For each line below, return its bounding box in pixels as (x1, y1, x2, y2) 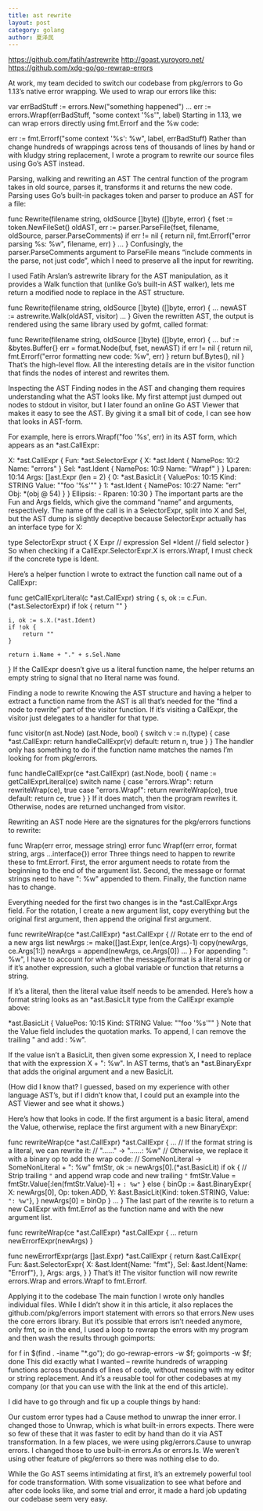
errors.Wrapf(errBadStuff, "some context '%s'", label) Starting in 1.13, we (8, 111, 243, 120)
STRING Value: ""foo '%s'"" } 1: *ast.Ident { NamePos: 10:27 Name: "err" (8, 480, 241, 491)
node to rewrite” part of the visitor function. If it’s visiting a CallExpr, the (8, 705, 239, 714)
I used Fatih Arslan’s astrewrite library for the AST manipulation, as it (8, 272, 229, 281)
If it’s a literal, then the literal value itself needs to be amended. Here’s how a (8, 987, 254, 996)
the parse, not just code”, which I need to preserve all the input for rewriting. (8, 256, 254, 265)
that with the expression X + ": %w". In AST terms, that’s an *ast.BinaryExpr (8, 1059, 252, 1068)
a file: (8, 199, 26, 209)
